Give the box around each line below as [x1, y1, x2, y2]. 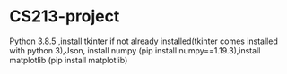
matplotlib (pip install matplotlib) [9, 54, 128, 65]
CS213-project [9, 6, 120, 27]
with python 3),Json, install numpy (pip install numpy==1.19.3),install [9, 45, 261, 55]
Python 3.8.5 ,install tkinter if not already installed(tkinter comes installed [9, 36, 278, 46]
